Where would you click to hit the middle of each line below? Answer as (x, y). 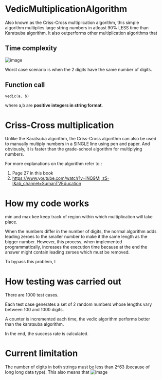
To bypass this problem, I (30, 262)
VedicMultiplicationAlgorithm (66, 9)
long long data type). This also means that (47, 372)
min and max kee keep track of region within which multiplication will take (79, 217)
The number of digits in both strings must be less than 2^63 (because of (77, 367)
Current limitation (41, 353)
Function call (25, 85)
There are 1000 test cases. (32, 295)
